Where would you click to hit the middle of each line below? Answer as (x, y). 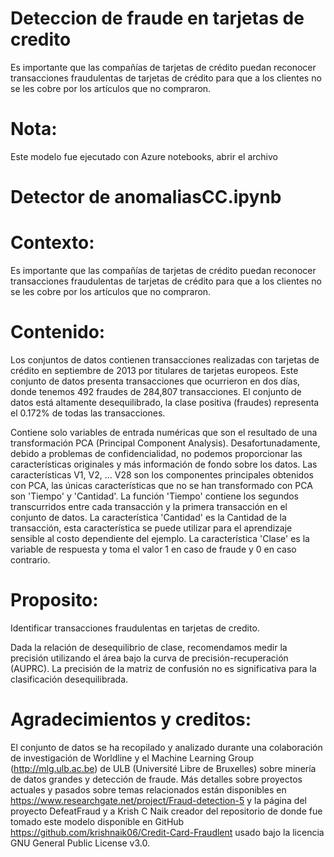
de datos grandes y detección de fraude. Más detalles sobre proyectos (156, 779)
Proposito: (54, 600)
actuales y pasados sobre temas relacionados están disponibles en (148, 789)
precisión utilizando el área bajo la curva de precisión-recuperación (149, 658)
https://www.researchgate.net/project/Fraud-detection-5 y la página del (158, 800)
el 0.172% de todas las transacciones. (88, 413)
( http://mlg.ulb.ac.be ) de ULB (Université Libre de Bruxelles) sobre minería (163, 768)
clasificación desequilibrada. (69, 679)
